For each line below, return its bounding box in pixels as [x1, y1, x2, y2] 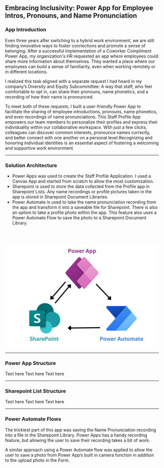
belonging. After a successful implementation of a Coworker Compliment [5, 48, 152, 53]
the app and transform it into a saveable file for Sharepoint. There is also [12, 204, 158, 210]
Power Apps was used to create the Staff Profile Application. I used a [12, 173, 151, 179]
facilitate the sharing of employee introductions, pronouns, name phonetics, [5, 108, 158, 114]
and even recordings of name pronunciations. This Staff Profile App [5, 114, 141, 120]
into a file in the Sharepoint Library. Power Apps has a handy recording [5, 432, 147, 438]
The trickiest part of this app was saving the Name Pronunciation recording [5, 427, 156, 433]
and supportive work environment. [5, 145, 75, 151]
